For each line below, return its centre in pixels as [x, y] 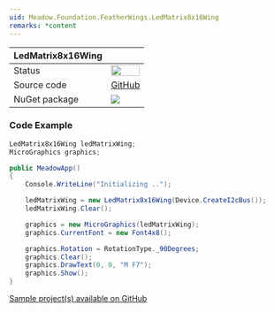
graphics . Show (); [57, 274]
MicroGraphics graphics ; [55, 152]
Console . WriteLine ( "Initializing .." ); [99, 185]
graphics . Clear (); [59, 257]
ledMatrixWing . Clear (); [69, 209]
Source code [40, 85]
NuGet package [46, 99]
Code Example [41, 126]
